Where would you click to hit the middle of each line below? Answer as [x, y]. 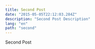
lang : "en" [16, 24]
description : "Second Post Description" [48, 19]
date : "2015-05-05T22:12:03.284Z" [41, 14]
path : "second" [21, 28]
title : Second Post [25, 10]
